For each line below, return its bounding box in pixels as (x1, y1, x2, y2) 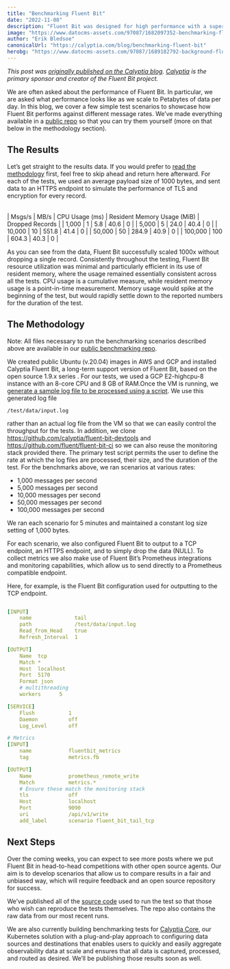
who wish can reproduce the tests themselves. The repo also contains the (7, 904, 216, 913)
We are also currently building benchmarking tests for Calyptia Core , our (7, 924, 212, 933)
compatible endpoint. (7, 568, 67, 576)
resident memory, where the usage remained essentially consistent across (7, 269, 217, 278)
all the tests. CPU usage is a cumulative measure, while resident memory (7, 277, 213, 285)
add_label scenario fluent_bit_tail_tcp (19, 817, 155, 824)
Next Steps (7, 837, 55, 848)
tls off (19, 792, 78, 799)
